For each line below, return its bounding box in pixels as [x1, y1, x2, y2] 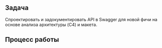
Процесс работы [5, 36, 60, 44]
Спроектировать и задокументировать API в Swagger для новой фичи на [5, 16, 158, 22]
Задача [5, 4, 29, 12]
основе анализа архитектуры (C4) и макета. [5, 22, 98, 27]
